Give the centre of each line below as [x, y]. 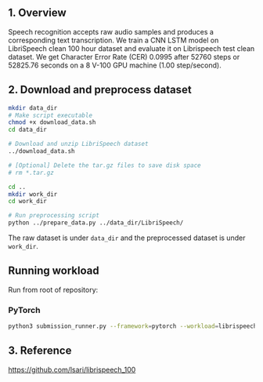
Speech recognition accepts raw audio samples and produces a [111, 31]
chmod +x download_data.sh [52, 122]
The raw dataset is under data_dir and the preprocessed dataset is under [127, 238]
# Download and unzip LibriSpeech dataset [78, 144]
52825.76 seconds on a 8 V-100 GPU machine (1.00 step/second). [115, 65]
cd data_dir [27, 130]
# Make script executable [50, 115]
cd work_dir [27, 202]
